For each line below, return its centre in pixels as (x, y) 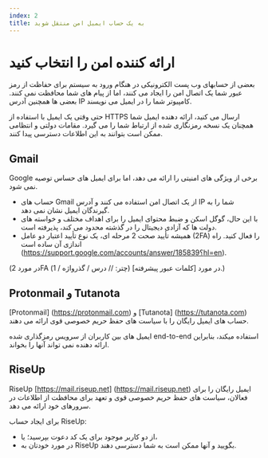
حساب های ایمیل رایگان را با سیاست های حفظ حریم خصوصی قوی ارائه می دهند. (129, 321)
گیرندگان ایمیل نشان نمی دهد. (65, 210)
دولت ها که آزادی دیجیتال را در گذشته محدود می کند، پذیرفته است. (119, 227)
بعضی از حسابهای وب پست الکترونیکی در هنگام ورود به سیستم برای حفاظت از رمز (132, 84)
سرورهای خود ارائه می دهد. (50, 405)
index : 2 (24, 16)
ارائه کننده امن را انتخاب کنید (92, 63)
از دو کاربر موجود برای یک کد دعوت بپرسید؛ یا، (89, 436)
